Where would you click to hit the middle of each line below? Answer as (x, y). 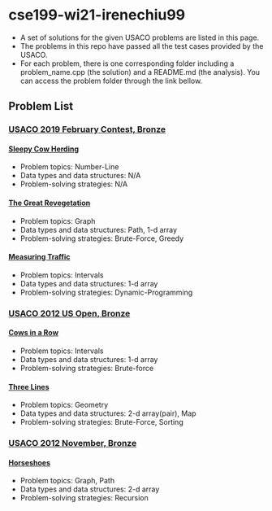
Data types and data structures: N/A (80, 176)
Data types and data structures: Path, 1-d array (98, 229)
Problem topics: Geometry (64, 405)
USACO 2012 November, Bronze (73, 443)
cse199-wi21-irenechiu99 (97, 15)
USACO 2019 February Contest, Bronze (87, 129)
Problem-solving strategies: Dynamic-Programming (106, 292)
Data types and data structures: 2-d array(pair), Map (108, 413)
